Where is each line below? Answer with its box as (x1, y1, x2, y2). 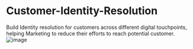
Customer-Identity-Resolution (6, 4, 158, 18)
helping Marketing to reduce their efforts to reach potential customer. (6, 30, 175, 37)
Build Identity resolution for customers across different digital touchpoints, (6, 24, 188, 31)
